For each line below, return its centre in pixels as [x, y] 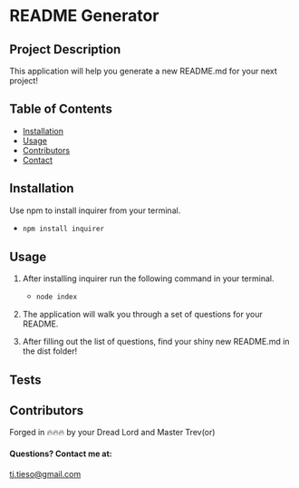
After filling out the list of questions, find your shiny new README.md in [156, 342]
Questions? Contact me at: [61, 454]
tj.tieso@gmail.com [45, 473]
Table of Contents [61, 109]
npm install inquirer [63, 229]
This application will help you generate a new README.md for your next [144, 71]
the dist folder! [50, 351]
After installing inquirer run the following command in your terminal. [148, 278]
